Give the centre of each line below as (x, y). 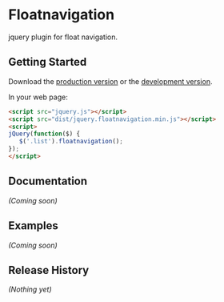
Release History (49, 270)
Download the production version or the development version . (110, 81)
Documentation (48, 181)
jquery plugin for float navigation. (63, 37)
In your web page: (38, 97)
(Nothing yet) (30, 289)
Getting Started (48, 62)
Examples (33, 226)
